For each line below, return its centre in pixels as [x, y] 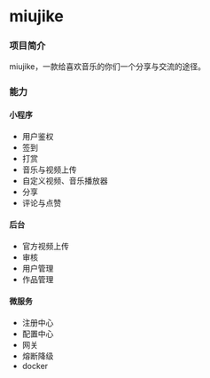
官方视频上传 [45, 246]
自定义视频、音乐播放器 [65, 180]
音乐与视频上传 [49, 169]
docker [35, 366]
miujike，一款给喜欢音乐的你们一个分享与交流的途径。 [108, 67]
